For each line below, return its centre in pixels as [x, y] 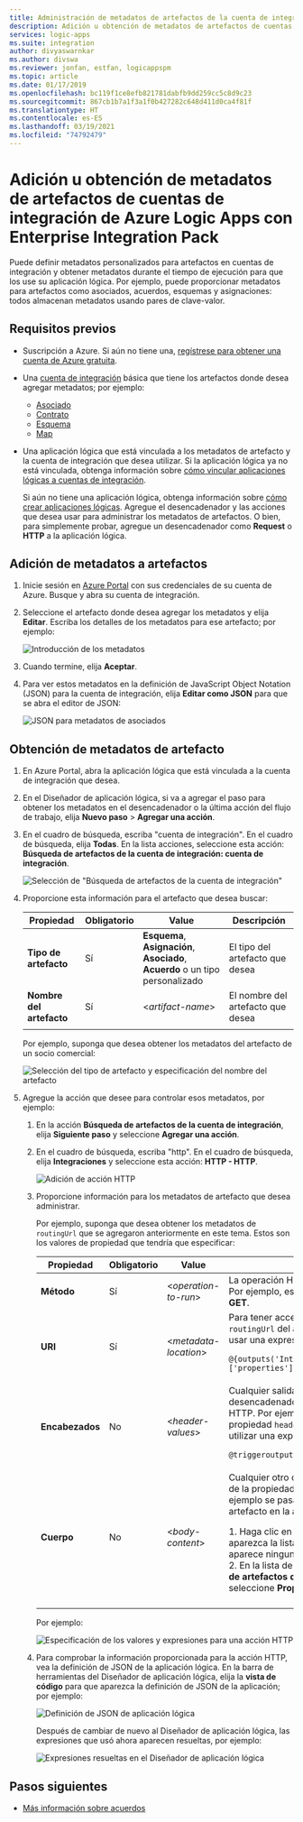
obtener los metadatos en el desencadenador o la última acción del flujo [156, 807]
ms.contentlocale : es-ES [56, 118]
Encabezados [70, 1427]
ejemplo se [252, 1500]
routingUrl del [260, 1329]
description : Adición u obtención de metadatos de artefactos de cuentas [151, 26]
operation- [196, 1286]
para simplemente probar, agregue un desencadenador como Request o [157, 526]
